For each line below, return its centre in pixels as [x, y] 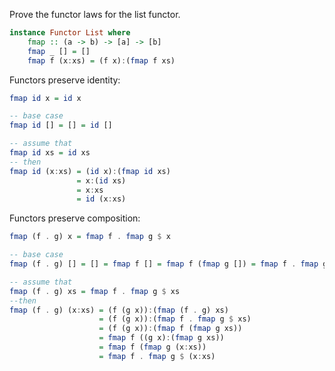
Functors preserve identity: [65, 80]
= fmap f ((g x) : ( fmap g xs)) [161, 338]
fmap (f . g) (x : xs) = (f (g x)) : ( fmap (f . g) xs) [119, 310]
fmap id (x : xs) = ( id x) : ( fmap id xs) [90, 171]
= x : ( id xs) [101, 180]
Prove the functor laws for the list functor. [95, 14]
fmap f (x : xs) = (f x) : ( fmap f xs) [101, 60]
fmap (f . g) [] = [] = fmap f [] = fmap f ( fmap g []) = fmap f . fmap [164, 264]
